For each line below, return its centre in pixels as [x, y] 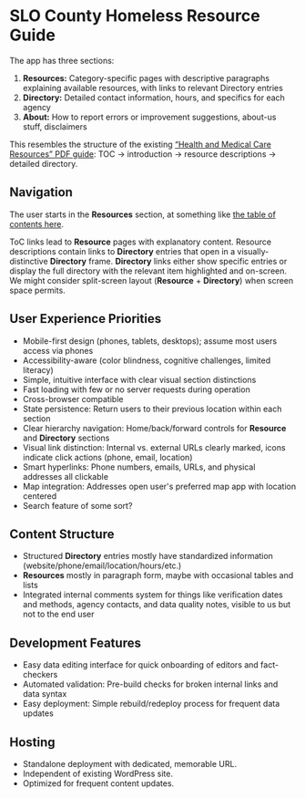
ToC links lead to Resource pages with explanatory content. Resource [140, 242]
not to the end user [58, 614]
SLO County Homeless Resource [135, 16]
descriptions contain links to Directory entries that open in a [122, 251]
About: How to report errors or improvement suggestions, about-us [149, 117]
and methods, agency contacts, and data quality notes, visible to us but [157, 605]
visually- [253, 251]
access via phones [58, 350]
